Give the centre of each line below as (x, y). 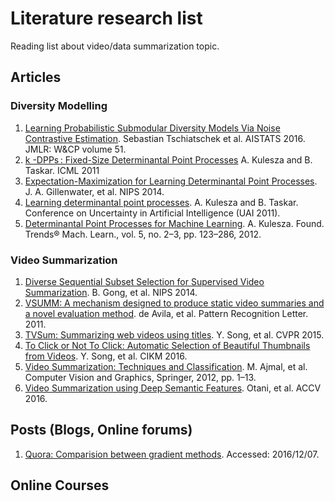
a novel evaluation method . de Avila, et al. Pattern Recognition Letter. (166, 313)
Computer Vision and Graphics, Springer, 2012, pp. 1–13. (140, 377)
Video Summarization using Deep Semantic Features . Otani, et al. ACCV (173, 388)
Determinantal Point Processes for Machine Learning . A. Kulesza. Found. (174, 223)
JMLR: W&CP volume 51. (75, 149)
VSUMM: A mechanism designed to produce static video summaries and (174, 303)
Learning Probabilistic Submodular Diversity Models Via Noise (152, 128)
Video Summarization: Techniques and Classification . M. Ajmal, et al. (166, 366)
